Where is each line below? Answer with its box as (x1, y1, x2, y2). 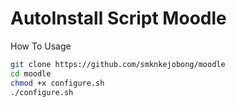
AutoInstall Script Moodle (10, 7, 227, 30)
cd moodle (10, 68, 52, 79)
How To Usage (10, 40, 72, 52)
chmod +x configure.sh (10, 78, 105, 88)
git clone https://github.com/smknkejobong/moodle (10, 59, 226, 69)
